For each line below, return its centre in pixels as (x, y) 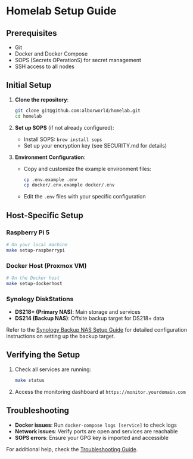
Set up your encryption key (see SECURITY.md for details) (95, 145)
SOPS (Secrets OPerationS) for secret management (78, 60)
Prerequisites (32, 33)
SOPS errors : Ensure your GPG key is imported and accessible (91, 437)
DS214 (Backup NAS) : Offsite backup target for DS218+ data (89, 319)
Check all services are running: (53, 369)
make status (29, 380)
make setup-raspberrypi (36, 250)
